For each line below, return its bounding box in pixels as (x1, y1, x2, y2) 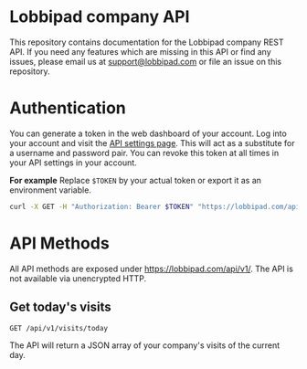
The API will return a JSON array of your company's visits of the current (9, 340, 281, 351)
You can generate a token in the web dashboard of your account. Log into (9, 128, 288, 139)
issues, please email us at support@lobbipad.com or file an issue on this (9, 56, 281, 67)
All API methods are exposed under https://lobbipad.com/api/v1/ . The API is (9, 263, 294, 274)
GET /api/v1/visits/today (9, 323, 108, 332)
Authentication (9, 98, 126, 119)
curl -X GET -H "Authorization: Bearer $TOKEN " (9, 202, 195, 211)
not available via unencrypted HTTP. (9, 272, 147, 284)
